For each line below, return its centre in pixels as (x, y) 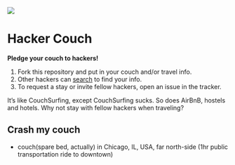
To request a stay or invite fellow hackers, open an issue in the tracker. (120, 86)
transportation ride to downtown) (65, 154)
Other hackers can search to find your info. (80, 79)
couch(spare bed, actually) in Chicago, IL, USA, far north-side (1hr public (123, 147)
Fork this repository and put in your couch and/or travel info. (105, 72)
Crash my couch (44, 130)
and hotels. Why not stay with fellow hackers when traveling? (96, 107)
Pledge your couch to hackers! (53, 58)
